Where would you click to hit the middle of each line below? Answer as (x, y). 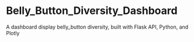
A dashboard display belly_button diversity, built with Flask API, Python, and (97, 27)
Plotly (13, 33)
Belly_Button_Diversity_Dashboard (92, 11)
